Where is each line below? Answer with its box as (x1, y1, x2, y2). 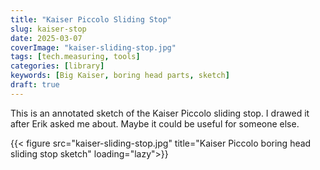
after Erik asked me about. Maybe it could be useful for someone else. (10, 117, 300, 130)
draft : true (10, 80, 60, 90)
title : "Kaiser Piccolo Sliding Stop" (10, 14, 172, 25)
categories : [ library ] (10, 61, 105, 71)
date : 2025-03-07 (10, 33, 83, 43)
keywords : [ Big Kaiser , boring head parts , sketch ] (10, 71, 230, 81)
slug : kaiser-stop (10, 24, 87, 34)
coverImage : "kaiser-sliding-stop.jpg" (10, 42, 177, 53)
